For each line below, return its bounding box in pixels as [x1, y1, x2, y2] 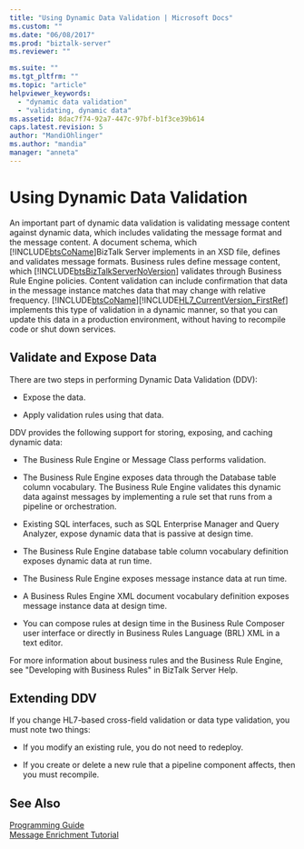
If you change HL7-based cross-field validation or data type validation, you [9, 714, 290, 725]
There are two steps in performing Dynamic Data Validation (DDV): [9, 374, 259, 385]
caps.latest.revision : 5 [9, 123, 103, 132]
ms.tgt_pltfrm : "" [9, 72, 79, 82]
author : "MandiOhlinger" [9, 131, 103, 141]
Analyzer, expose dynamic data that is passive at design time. [22, 528, 254, 539]
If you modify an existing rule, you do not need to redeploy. [22, 742, 244, 753]
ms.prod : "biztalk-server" [9, 38, 112, 48]
